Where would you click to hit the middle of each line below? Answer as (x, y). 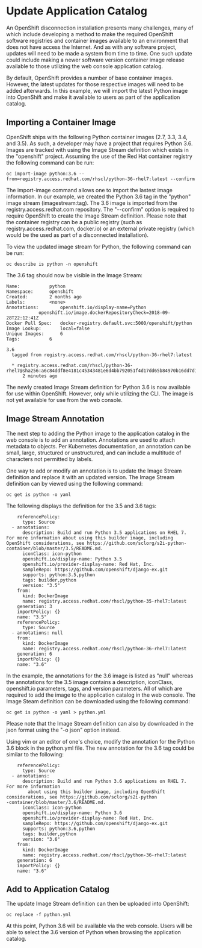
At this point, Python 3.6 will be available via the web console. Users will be (99, 926)
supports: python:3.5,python (59, 575)
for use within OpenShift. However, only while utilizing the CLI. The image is (100, 394)
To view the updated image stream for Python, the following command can (99, 246)
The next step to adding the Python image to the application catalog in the (98, 433)
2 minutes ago (40, 376)
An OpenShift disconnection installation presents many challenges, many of (100, 28)
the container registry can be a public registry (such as (74, 222)
